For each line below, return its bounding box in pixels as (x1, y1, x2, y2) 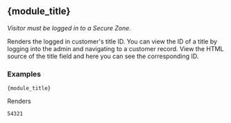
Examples (7, 69, 42, 79)
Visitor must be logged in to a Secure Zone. (7, 23, 132, 32)
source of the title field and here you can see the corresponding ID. (7, 52, 199, 60)
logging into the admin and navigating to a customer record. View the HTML (7, 44, 224, 53)
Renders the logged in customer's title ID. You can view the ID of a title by (7, 37, 217, 46)
